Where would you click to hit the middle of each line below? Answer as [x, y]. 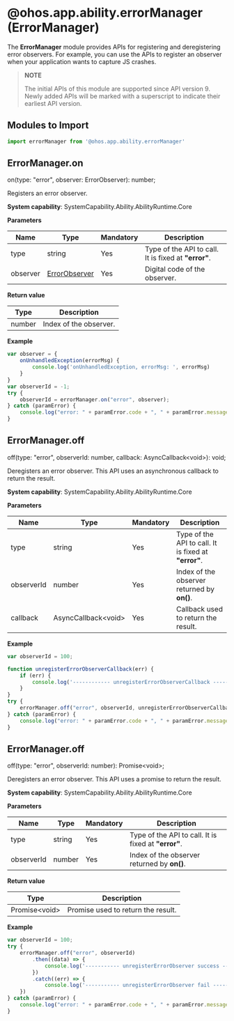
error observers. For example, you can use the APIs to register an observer [115, 54]
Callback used [200, 609]
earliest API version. [53, 103]
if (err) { [36, 676]
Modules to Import [48, 126]
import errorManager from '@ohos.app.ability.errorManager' [96, 141]
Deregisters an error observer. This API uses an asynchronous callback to [113, 471]
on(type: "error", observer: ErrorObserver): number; [81, 180]
